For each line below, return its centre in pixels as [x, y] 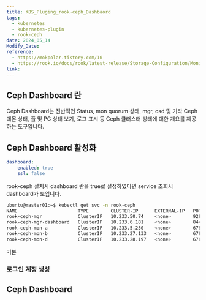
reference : [20, 52]
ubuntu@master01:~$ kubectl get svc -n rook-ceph [71, 205]
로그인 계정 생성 [28, 269]
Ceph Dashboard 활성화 [51, 148]
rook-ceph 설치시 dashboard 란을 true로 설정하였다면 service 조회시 [90, 186]
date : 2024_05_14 [29, 40]
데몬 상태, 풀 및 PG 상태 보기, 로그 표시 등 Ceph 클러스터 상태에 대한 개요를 [96, 119]
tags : [13, 18]
